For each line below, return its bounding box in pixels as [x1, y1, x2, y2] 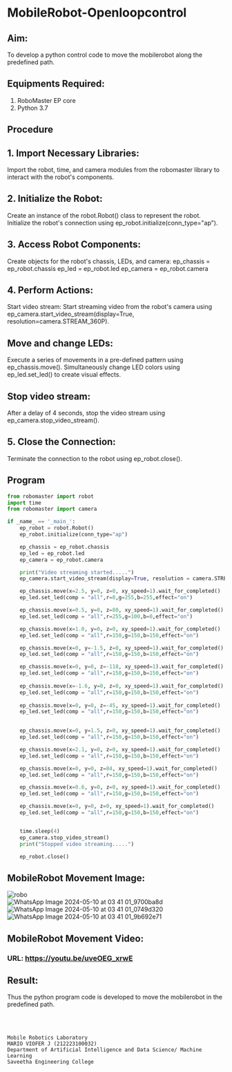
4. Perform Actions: [7, 285, 94, 297]
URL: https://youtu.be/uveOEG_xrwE [7, 953, 133, 963]
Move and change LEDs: [7, 337, 114, 349]
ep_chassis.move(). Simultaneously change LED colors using [7, 363, 181, 371]
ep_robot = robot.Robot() [19, 525, 95, 532]
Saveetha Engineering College [7, 1059, 95, 1066]
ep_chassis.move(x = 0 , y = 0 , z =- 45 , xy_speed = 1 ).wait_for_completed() [19, 702, 221, 709]
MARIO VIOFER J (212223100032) [7, 1040, 97, 1048]
